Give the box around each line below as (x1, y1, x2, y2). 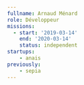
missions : (7, 23, 36, 29)
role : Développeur (7, 16, 59, 23)
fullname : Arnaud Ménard (7, 10, 78, 17)
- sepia (19, 67, 41, 74)
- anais (19, 55, 41, 62)
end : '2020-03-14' (19, 36, 72, 42)
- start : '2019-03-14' (13, 29, 78, 36)
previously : (7, 61, 41, 68)
